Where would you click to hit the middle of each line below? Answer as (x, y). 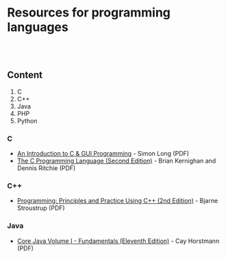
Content (25, 75)
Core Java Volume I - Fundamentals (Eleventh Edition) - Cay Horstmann (118, 241)
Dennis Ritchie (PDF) (46, 168)
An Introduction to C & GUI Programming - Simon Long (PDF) (103, 154)
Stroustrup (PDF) (41, 208)
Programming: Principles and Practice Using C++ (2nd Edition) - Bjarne (117, 201)
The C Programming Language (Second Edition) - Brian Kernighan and (116, 161)
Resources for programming (89, 13)
